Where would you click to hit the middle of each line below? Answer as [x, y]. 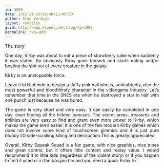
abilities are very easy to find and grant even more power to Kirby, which [82, 120]
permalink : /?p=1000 [26, 32]
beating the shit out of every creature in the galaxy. [57, 66]
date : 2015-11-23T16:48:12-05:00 [39, 14]
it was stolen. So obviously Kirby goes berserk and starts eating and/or [82, 61]
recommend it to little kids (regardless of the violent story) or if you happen [82, 155]
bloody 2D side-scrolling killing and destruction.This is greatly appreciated [80, 135]
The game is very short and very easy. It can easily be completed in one [82, 110]
